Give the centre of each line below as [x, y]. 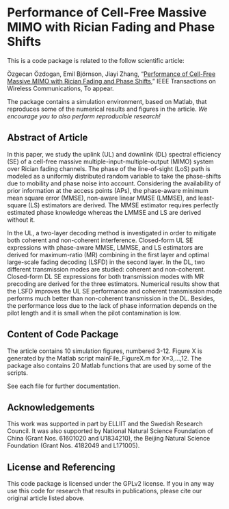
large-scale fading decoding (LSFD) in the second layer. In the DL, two [106, 262]
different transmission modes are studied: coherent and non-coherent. [106, 269]
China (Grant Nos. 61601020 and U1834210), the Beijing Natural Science [109, 439]
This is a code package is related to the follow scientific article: [96, 60]
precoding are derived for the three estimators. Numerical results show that [113, 284]
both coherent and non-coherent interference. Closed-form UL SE [100, 240]
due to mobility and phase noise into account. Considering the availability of [114, 183]
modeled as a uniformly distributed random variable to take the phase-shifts [114, 176]
